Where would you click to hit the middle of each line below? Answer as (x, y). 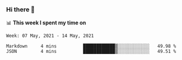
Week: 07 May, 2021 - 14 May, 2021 (50, 36)
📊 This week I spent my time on (46, 23)
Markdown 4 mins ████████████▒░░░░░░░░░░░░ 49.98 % (91, 46)
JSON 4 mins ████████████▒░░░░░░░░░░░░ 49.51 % (91, 52)
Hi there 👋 (21, 10)
